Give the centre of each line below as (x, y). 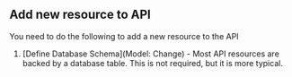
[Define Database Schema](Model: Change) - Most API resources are (151, 54)
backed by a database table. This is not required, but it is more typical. (152, 63)
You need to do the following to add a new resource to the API (124, 36)
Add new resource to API (80, 15)
